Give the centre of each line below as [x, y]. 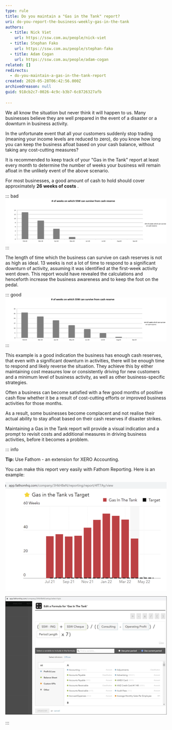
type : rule [17, 11]
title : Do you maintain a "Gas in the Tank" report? [63, 16]
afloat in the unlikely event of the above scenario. [57, 170]
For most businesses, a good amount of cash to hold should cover [75, 180]
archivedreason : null [28, 87]
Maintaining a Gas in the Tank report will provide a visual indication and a [82, 429]
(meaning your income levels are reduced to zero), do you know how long [83, 139]
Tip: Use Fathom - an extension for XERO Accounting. [62, 459]
